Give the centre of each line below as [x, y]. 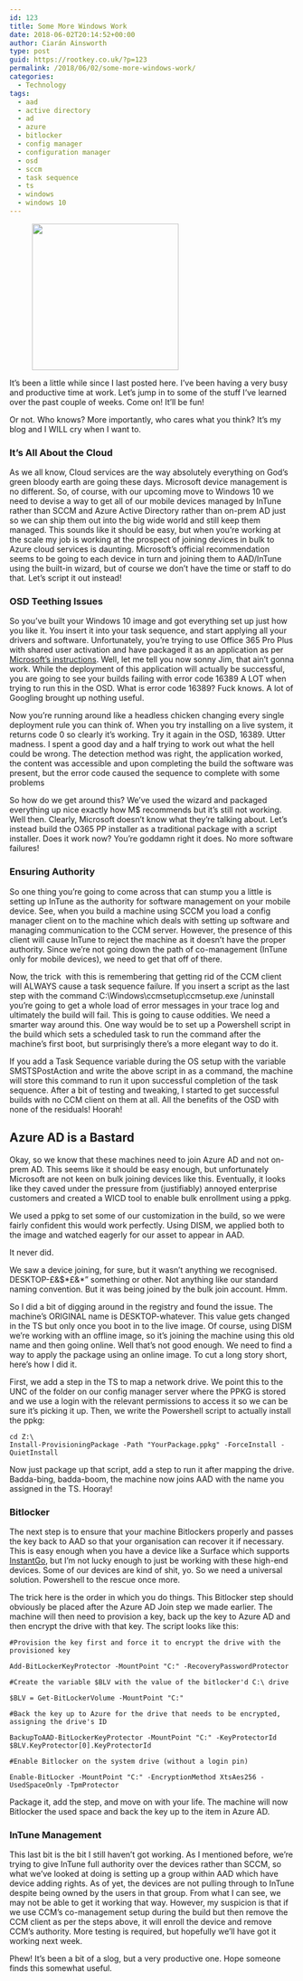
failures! [24, 848]
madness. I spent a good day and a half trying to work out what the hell [142, 744]
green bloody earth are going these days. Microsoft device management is [148, 482]
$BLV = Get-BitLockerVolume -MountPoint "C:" [96, 1698]
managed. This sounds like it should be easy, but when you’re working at [145, 530]
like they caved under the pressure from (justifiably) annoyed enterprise [143, 1188]
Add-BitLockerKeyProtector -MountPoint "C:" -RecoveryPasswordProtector [149, 1666]
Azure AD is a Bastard [72, 1137]
